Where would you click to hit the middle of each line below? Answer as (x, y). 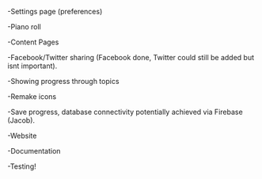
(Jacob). (21, 120)
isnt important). (32, 66)
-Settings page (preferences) (55, 11)
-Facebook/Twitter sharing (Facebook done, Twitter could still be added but (131, 57)
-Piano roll (24, 27)
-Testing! (22, 166)
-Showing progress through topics (63, 81)
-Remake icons (32, 97)
